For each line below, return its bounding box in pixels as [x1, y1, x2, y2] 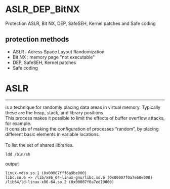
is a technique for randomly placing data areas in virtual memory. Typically [5, 104, 161, 110]
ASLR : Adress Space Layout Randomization [12, 48, 105, 54]
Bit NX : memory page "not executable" [12, 54, 95, 60]
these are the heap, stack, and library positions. [5, 109, 105, 115]
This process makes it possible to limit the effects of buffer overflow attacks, [5, 115, 165, 121]
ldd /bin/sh [5, 151, 30, 157]
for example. [5, 120, 32, 127]
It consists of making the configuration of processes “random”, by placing [5, 125, 159, 132]
